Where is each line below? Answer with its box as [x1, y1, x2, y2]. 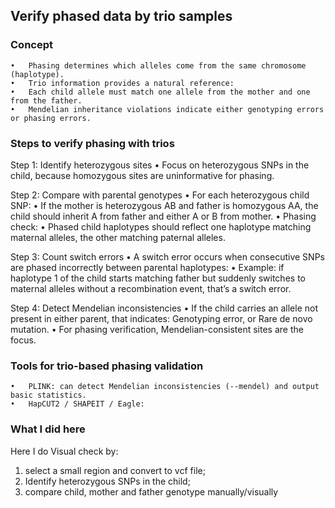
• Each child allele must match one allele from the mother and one [10, 87, 311, 97]
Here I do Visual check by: [10, 445, 119, 457]
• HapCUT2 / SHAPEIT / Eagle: [10, 399, 145, 409]
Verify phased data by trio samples [10, 8, 233, 25]
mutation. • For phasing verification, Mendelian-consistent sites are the [10, 323, 304, 335]
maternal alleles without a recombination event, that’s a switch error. [10, 282, 292, 294]
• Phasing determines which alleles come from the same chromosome [10, 60, 307, 71]
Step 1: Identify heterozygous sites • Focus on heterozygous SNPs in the [10, 159, 310, 171]
